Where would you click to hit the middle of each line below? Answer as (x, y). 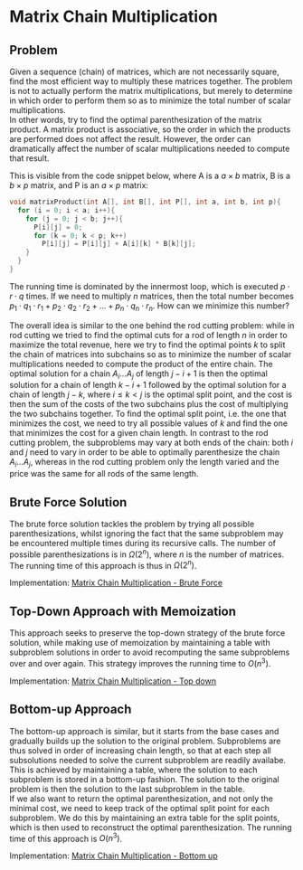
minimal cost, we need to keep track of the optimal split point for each (139, 808)
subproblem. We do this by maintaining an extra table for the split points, (145, 818)
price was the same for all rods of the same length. (104, 474)
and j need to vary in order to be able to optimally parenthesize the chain (145, 452)
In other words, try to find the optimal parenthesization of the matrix (136, 120)
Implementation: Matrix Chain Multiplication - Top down (113, 681)
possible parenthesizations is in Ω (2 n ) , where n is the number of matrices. (147, 553)
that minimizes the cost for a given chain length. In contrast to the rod (139, 433)
